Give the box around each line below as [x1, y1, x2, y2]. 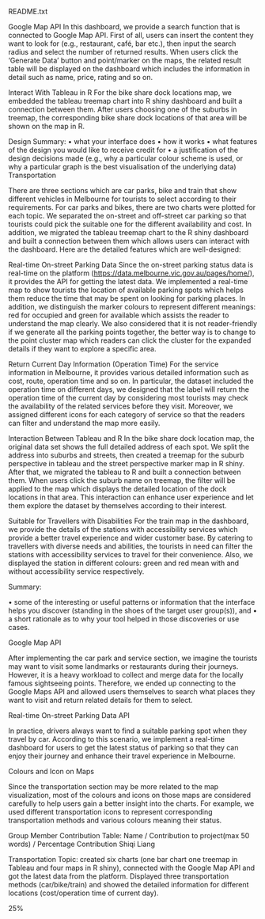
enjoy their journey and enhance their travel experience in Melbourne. [8, 751, 236, 761]
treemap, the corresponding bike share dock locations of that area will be [8, 113, 248, 122]
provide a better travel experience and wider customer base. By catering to [8, 534, 253, 542]
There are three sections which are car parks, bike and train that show [8, 186, 237, 195]
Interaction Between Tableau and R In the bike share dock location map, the [8, 434, 255, 442]
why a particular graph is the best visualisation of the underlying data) [8, 162, 237, 171]
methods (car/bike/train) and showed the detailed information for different [8, 880, 249, 889]
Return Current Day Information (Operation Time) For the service [8, 359, 219, 369]
